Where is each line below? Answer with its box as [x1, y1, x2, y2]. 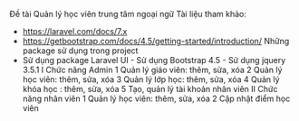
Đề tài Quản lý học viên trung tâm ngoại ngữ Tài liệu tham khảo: [9, 9, 246, 19]
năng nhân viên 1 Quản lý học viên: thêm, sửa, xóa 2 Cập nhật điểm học [22, 93, 291, 104]
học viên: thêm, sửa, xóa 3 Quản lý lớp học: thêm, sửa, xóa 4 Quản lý [22, 74, 280, 85]
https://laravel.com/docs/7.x [22, 26, 128, 36]
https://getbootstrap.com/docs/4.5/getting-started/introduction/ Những [22, 36, 290, 46]
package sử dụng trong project [22, 45, 139, 56]
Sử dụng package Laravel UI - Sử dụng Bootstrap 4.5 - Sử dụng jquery [22, 55, 286, 65]
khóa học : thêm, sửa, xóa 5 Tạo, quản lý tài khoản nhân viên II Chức [22, 84, 278, 94]
